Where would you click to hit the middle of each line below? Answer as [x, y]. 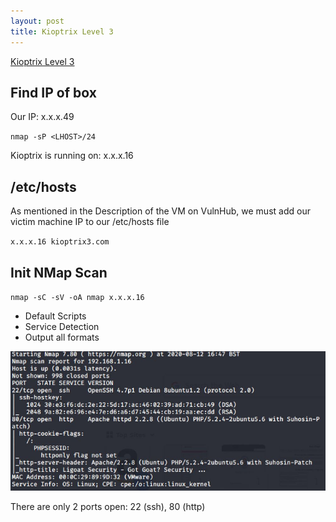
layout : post [37, 21]
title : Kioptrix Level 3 [62, 31]
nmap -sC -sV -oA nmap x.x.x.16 [77, 297]
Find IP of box [53, 92]
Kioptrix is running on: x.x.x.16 [72, 156]
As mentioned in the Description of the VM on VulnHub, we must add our [160, 211]
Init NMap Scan [59, 272]
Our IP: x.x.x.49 [42, 117]
